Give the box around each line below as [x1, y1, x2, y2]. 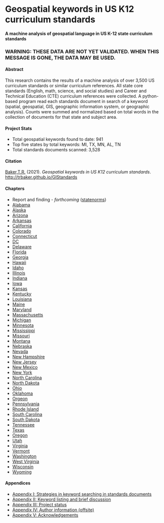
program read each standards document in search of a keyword [19, 98, 148, 104]
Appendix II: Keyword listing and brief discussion [12, 496, 111, 502]
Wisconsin [12, 463, 34, 469]
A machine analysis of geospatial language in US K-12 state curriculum [5, 31, 153, 36]
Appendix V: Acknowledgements [12, 512, 79, 518]
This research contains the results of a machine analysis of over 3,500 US [5, 77, 155, 83]
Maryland [12, 307, 32, 313]
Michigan [12, 317, 31, 323]
